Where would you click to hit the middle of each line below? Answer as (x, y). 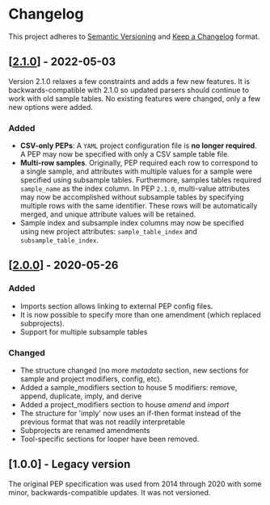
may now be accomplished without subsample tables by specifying (132, 197)
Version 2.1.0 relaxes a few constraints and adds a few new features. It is (129, 81)
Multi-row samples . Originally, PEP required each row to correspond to (139, 163)
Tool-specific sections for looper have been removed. (110, 439)
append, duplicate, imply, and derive (81, 396)
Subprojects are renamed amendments (85, 431)
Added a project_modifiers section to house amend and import (124, 405)
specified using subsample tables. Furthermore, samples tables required (141, 180)
